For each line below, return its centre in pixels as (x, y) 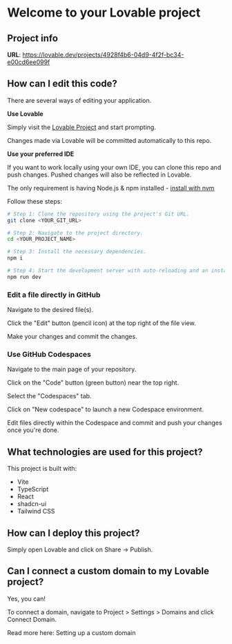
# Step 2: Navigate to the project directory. (75, 233)
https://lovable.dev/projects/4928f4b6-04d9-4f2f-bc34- (103, 55)
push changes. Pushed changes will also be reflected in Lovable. (99, 175)
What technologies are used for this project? (105, 452)
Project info (33, 38)
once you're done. (33, 430)
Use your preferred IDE (41, 154)
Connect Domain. (32, 619)
